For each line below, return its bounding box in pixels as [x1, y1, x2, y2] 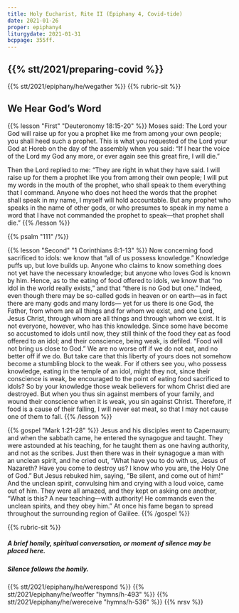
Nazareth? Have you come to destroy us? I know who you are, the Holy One [7, 464, 229, 472]
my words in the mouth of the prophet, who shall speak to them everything [7, 181, 226, 189]
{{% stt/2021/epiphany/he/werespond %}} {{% [7, 582, 144, 591]
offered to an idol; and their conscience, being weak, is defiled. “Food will [7, 336, 223, 345]
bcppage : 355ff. [7, 37, 55, 44]
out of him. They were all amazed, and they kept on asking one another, [7, 486, 218, 495]
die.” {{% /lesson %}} [7, 218, 70, 227]
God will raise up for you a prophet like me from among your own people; [7, 129, 222, 137]
